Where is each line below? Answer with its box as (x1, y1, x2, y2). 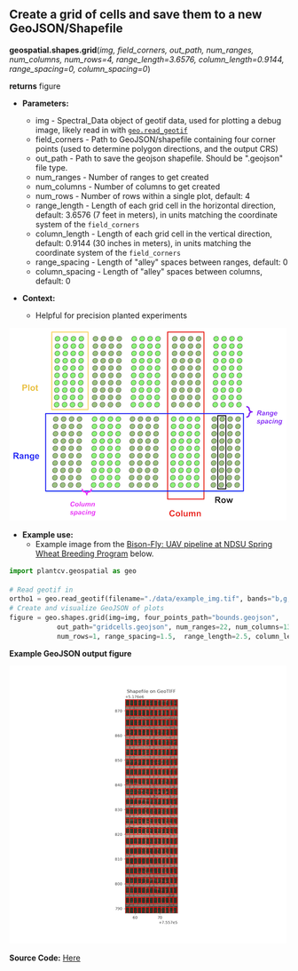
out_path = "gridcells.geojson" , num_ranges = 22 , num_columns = (56, 623, 284, 632)
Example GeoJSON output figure (9, 648, 132, 658)
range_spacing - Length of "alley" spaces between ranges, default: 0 (35, 257, 288, 267)
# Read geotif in (9, 585, 74, 594)
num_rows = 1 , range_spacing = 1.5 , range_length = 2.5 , (56, 632, 252, 641)
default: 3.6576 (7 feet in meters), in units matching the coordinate (35, 209, 278, 220)
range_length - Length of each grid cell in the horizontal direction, (35, 200, 277, 211)
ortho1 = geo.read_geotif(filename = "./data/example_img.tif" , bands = (9, 594, 272, 603)
